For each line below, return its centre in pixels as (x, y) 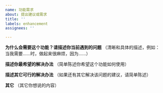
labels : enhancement (27, 24)
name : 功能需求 (19, 10)
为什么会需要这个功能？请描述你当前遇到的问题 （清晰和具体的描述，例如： (82, 47)
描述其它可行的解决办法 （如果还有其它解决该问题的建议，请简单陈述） (78, 75)
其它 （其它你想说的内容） (32, 86)
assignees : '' (20, 28)
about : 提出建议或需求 (26, 14)
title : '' (15, 19)
